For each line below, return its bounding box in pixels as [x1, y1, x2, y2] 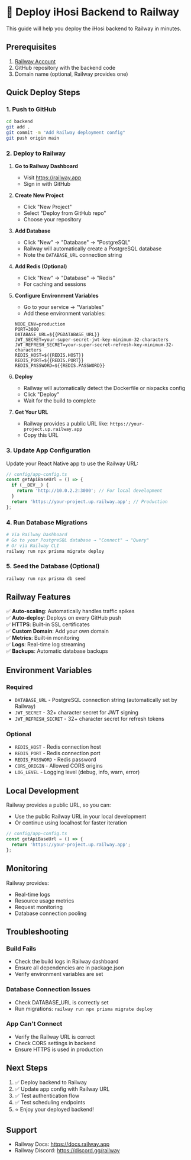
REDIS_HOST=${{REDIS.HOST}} [14, 352, 84, 359]
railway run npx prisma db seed [6, 575, 86, 582]
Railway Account [14, 57, 56, 65]
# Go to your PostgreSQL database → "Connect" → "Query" [6, 537, 150, 543]
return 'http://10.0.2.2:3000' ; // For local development [17, 488, 163, 494]
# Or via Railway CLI [6, 543, 60, 549]
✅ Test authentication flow [14, 1092, 80, 1099]
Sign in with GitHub [23, 181, 71, 188]
